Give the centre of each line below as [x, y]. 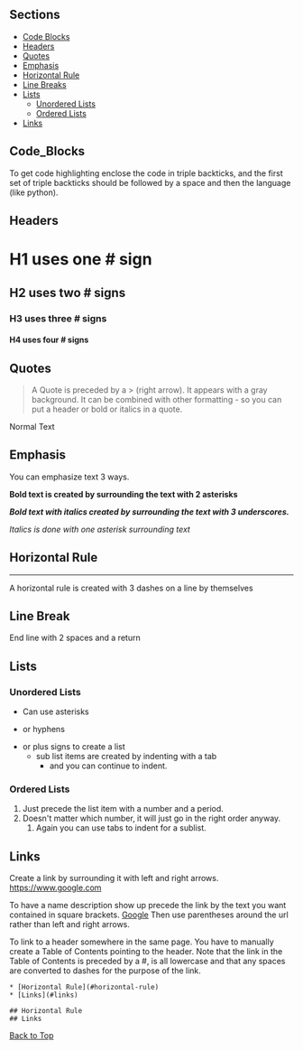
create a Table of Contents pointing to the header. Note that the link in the [146, 952]
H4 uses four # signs [49, 340]
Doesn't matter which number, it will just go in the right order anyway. [151, 818]
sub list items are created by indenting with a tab [126, 757]
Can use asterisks [55, 711]
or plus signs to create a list [73, 747]
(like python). [34, 192]
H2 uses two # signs [68, 293]
